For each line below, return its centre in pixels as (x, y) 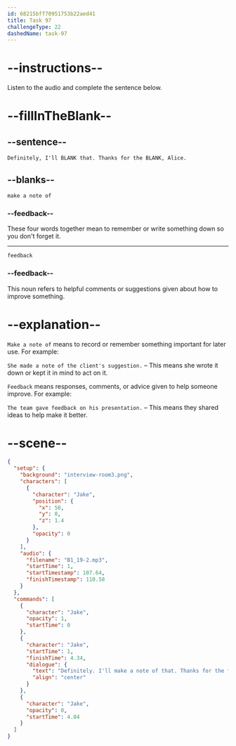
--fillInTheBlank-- (60, 116)
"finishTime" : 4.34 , (56, 658)
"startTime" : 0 (48, 625)
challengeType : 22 (34, 27)
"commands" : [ (34, 599)
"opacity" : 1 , (47, 619)
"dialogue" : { (47, 664)
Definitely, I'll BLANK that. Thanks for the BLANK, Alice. (97, 158)
